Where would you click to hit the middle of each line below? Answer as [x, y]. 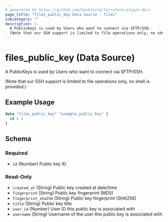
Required [16, 153]
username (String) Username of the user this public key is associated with [87, 214]
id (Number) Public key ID [39, 164]
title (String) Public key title [42, 203]
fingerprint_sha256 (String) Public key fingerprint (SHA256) [74, 198]
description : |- [22, 24]
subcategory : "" [22, 19]
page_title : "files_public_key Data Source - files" [61, 14]
